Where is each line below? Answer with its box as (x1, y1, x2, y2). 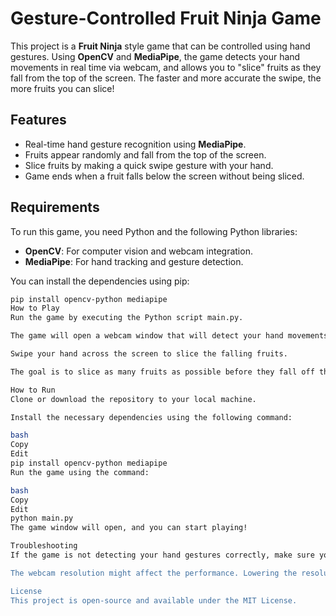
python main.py (10, 513, 74, 524)
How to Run (10, 385, 56, 395)
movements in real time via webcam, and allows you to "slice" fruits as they (10, 61, 322, 73)
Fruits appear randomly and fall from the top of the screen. (24, 148, 267, 161)
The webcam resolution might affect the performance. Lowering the (10, 568, 298, 578)
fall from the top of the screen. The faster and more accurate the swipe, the (10, 72, 322, 84)
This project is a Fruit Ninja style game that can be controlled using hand (10, 40, 311, 52)
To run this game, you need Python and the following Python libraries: (10, 225, 298, 237)
